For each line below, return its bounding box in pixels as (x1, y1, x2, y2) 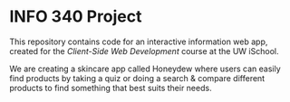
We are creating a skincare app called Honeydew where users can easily (9, 63, 281, 74)
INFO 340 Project (9, 6, 142, 27)
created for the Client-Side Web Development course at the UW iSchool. (9, 45, 279, 56)
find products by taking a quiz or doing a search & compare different (9, 72, 266, 83)
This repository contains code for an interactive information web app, (9, 36, 268, 47)
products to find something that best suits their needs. (9, 82, 212, 93)
